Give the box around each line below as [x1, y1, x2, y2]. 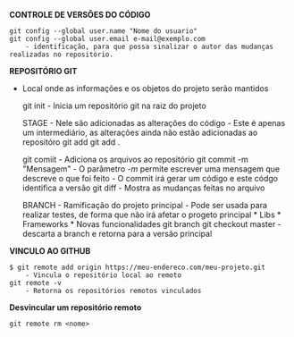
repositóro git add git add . [21, 137, 121, 147]
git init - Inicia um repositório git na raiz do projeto [21, 100, 207, 111]
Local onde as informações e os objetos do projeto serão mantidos [21, 83, 269, 94]
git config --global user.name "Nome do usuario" [9, 27, 198, 36]
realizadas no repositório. [9, 50, 114, 59]
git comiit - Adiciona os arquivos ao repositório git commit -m [21, 154, 248, 164]
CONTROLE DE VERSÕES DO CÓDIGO [9, 10, 151, 20]
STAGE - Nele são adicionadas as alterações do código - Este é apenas [21, 118, 286, 128]
